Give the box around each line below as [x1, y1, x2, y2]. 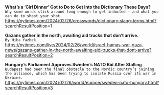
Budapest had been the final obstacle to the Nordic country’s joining [5, 67, 154, 72]
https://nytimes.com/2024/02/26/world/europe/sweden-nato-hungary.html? [5, 80, 159, 85]
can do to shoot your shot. [5, 14, 63, 19]
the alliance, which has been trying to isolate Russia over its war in [5, 71, 157, 76]
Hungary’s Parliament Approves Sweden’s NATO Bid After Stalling [5, 62, 142, 67]
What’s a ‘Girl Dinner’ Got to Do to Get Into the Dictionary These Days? [5, 4, 151, 10]
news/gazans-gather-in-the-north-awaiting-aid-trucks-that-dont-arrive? [5, 47, 152, 53]
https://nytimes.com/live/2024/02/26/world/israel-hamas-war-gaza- [5, 42, 144, 48]
